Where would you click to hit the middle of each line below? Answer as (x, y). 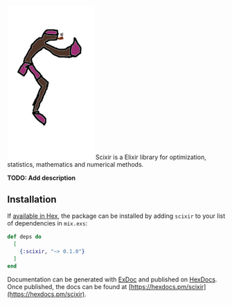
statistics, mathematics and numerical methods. (75, 164)
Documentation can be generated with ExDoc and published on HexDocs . (112, 279)
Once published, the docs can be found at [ (69, 286)
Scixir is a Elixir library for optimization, (151, 157)
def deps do (24, 237)
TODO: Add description (42, 178)
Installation (32, 199)
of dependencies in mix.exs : (47, 223)
